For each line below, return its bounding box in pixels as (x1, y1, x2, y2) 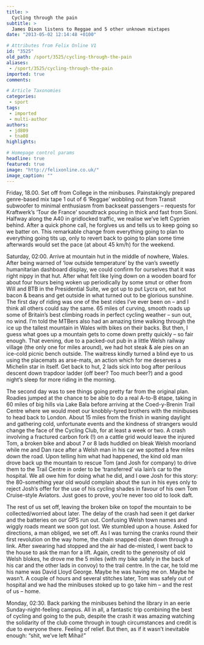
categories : (6, 93, 37, 99)
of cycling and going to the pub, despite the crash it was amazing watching (6, 613, 195, 620)
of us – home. (6, 588, 41, 595)
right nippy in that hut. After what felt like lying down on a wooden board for (6, 272, 197, 279)
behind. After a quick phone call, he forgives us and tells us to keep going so (6, 222, 199, 229)
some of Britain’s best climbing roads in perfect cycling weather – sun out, (6, 311, 192, 319)
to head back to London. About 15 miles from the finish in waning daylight (6, 414, 191, 421)
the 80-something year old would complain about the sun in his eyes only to (6, 478, 197, 486)
